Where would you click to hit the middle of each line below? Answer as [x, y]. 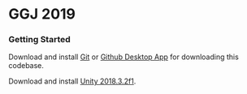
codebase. [26, 66]
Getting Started [39, 40]
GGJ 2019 [42, 14]
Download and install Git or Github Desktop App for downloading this [124, 57]
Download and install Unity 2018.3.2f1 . [72, 81]
